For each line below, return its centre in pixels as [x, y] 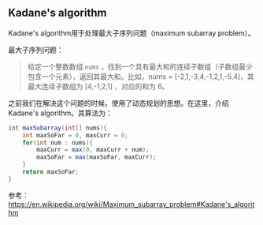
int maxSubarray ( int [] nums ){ [58, 128]
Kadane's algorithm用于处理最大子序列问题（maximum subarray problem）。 [132, 33]
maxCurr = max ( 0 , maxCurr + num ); [93, 150]
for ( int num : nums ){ [57, 142]
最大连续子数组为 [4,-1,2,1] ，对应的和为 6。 [98, 86]
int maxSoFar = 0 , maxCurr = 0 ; [75, 135]
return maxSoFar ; [51, 172]
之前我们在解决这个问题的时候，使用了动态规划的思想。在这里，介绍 [119, 103]
